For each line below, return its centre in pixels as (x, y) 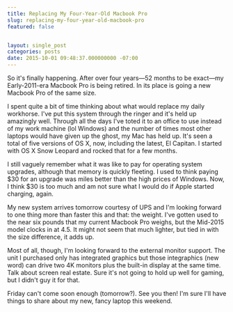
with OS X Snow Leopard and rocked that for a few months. (92, 151)
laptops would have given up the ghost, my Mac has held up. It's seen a (110, 136)
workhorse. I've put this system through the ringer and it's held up (102, 114)
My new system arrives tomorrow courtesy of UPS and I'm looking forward (114, 207)
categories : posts (34, 52)
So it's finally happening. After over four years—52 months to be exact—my (115, 78)
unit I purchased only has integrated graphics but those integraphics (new (113, 258)
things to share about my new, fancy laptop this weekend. (90, 301)
